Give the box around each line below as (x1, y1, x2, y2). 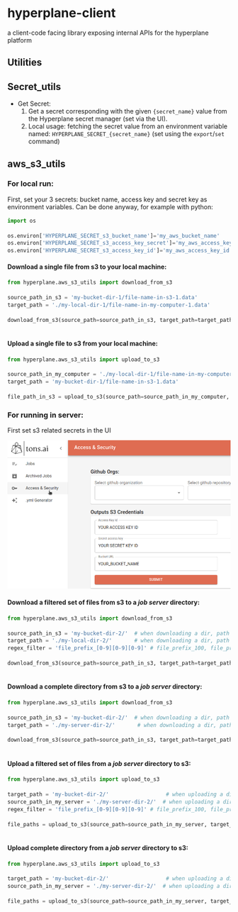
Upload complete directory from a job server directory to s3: (7, 843, 189, 852)
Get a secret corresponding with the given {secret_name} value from (28, 107, 228, 116)
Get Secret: (17, 99, 51, 108)
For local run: (7, 179, 55, 189)
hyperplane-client (7, 5, 116, 21)
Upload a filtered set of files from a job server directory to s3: (7, 759, 191, 767)
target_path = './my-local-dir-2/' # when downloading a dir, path (7, 637, 230, 645)
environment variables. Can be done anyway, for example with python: (7, 202, 214, 211)
